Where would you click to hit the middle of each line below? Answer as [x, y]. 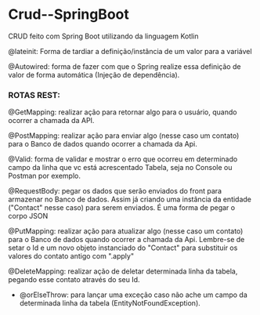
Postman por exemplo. [44, 176]
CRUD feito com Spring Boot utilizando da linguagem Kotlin [103, 36]
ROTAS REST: [34, 95]
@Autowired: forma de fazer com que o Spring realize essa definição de [125, 66]
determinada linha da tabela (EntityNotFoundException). [110, 303]
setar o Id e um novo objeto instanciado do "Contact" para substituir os [123, 248]
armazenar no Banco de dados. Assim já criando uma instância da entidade [130, 199]
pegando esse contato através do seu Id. [74, 280]
